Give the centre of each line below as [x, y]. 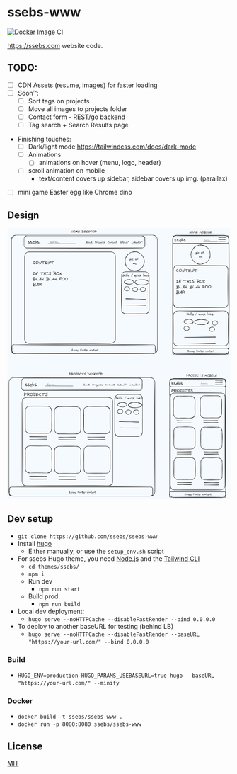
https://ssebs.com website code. [55, 45]
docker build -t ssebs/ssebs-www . [70, 717]
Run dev [40, 581]
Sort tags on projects [59, 101]
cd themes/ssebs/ [54, 567]
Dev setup [30, 519]
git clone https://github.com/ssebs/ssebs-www [87, 536]
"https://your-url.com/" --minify [68, 683]
